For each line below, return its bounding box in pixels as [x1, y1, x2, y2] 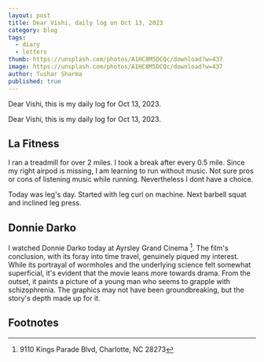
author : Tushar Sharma [8, 70, 82, 78]
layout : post [8, 11, 51, 20]
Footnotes [8, 316, 59, 330]
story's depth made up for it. [8, 293, 101, 303]
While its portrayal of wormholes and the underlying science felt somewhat [8, 260, 251, 269]
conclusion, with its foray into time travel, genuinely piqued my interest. [8, 251, 240, 260]
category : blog [8, 26, 58, 34]
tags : [8, 33, 26, 42]
